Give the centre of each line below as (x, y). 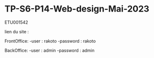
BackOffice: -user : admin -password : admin (50, 50)
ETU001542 (17, 22)
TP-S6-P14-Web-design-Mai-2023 (77, 9)
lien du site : (17, 31)
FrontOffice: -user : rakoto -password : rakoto (50, 41)
